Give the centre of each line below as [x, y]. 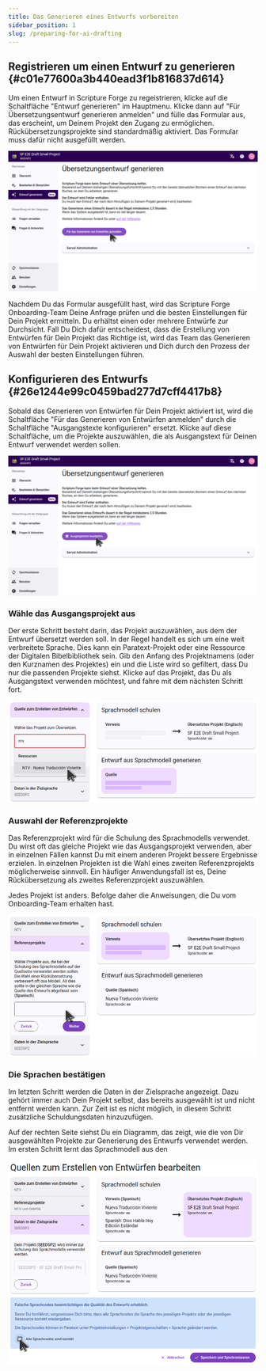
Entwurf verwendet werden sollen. [65, 444]
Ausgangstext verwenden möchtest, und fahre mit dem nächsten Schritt [126, 682]
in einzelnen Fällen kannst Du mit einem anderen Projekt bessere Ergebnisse [133, 855]
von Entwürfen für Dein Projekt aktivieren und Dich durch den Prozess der [129, 346]
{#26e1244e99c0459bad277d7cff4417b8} [116, 392]
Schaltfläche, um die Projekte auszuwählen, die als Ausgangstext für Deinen [133, 436]
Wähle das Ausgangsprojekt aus [72, 613]
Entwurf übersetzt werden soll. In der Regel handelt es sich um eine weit [126, 639]
